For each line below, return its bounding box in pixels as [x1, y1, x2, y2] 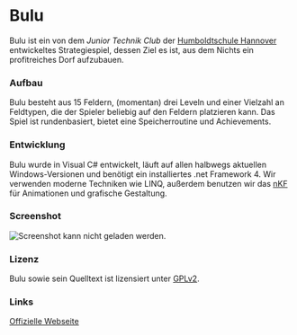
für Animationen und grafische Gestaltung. [9, 188, 168, 198]
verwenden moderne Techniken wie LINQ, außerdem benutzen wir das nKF [9, 178, 288, 189]
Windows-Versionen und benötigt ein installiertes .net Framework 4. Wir [9, 168, 276, 180]
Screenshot [9, 210, 61, 223]
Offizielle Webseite [9, 316, 79, 327]
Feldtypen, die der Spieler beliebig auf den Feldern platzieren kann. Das [9, 107, 276, 118]
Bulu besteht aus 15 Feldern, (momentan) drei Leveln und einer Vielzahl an [9, 97, 285, 108]
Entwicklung [9, 138, 66, 151]
